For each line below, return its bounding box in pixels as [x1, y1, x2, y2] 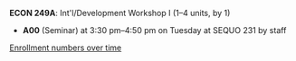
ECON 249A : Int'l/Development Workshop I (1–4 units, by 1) [9, 8, 231, 18]
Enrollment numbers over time [9, 42, 122, 53]
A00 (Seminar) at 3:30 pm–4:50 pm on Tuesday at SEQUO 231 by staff [22, 25, 287, 35]
